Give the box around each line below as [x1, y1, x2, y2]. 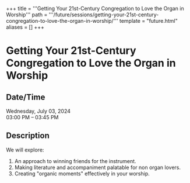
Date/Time [6, 92, 45, 102]
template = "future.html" [119, 18, 178, 24]
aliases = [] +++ [6, 23, 45, 30]
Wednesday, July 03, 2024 [6, 108, 71, 115]
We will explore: [6, 146, 44, 153]
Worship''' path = [6, 11, 48, 18]
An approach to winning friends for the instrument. [14, 157, 136, 164]
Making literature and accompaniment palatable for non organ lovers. [14, 164, 181, 171]
